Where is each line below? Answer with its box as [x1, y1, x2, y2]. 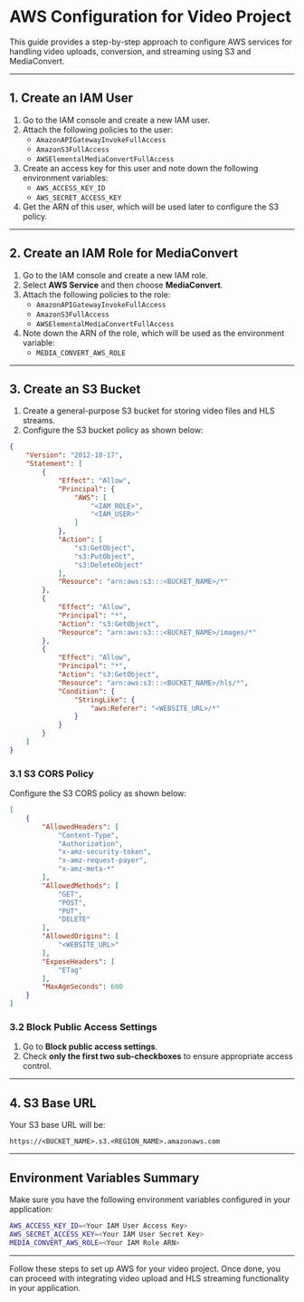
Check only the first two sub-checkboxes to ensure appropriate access [22, 1051, 293, 1062]
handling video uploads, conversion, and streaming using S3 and [9, 45, 252, 56]
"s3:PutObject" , [73, 551, 136, 561]
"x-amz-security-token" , [57, 848, 152, 857]
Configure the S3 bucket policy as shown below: [22, 424, 204, 436]
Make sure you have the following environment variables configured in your [9, 1194, 291, 1205]
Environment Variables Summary [9, 1170, 200, 1185]
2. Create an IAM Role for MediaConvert [9, 246, 238, 261]
